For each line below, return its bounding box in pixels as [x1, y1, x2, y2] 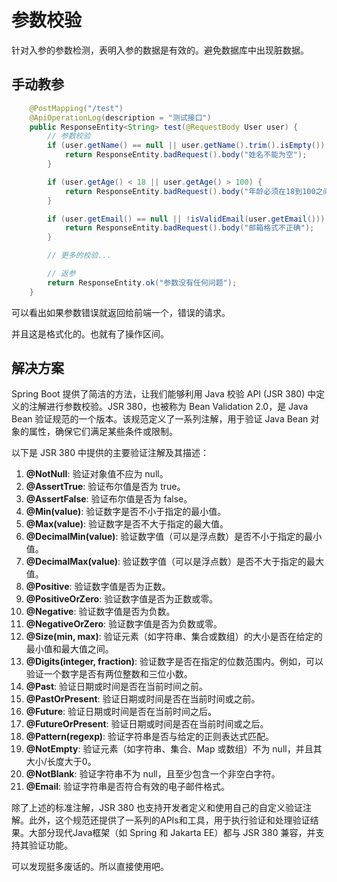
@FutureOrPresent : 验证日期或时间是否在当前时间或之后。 [25, 718, 269, 730]
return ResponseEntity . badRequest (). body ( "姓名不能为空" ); [64, 150, 308, 160]
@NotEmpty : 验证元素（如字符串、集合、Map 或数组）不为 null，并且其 [25, 743, 323, 755]
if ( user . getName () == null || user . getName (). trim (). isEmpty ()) [47, 141, 326, 151]
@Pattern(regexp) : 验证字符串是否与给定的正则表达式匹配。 [25, 731, 275, 743]
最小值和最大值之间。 [25, 643, 114, 655]
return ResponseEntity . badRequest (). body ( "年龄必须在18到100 [64, 186, 316, 196]
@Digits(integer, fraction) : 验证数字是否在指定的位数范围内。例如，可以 [25, 656, 324, 668]
